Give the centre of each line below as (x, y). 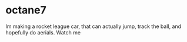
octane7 (26, 10)
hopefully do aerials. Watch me (43, 32)
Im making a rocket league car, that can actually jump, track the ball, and (93, 26)
